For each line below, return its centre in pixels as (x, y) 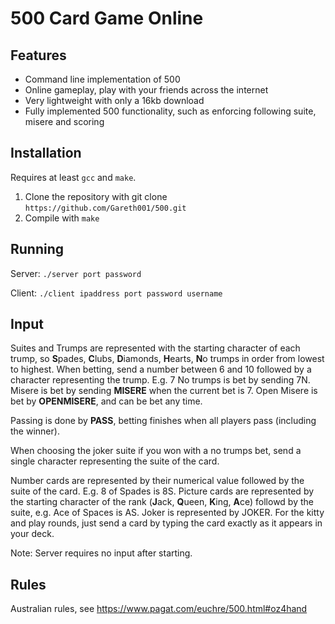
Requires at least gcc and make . (73, 177)
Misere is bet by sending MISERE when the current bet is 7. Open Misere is (164, 391)
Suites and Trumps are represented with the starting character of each (155, 348)
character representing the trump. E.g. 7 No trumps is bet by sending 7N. (160, 380)
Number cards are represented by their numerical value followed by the (157, 481)
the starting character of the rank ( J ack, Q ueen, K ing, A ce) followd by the (162, 502)
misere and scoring (64, 121)
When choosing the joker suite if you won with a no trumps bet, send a (156, 451)
